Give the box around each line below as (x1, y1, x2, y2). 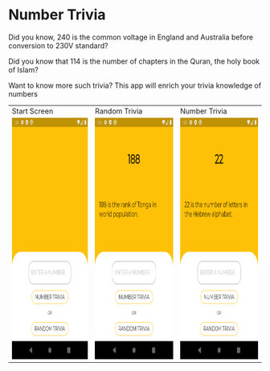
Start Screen (11, 106, 54, 116)
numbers (8, 89, 39, 98)
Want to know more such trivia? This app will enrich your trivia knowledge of (8, 80, 262, 90)
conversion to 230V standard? (8, 40, 108, 50)
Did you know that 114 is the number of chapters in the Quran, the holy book (8, 56, 260, 66)
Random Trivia (95, 106, 143, 116)
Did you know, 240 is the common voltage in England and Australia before (8, 32, 254, 42)
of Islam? (8, 64, 39, 74)
